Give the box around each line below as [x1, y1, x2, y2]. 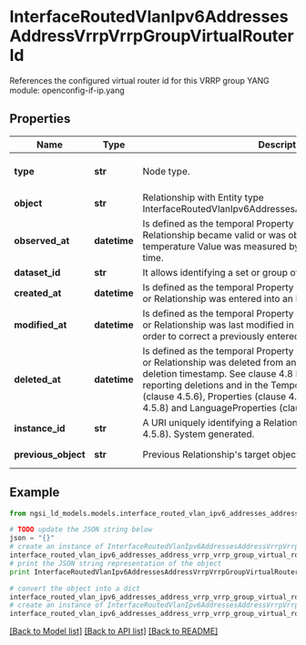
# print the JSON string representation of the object [9, 559, 222, 568]
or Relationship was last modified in [142, 318, 294, 331]
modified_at [14, 318, 67, 331]
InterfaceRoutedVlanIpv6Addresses [9, 6, 289, 27]
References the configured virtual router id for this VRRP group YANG [9, 75, 270, 86]
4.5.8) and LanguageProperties [142, 401, 278, 414]
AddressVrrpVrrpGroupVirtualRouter [9, 25, 294, 46]
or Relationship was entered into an [142, 292, 293, 305]
